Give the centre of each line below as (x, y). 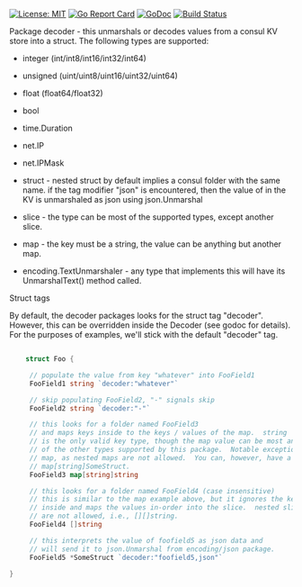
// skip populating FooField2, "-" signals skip (122, 400)
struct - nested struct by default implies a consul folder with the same (151, 181)
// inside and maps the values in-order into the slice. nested (154, 508)
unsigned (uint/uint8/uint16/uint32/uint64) (100, 76)
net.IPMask (43, 163)
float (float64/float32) (62, 93)
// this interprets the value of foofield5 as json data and (146, 540)
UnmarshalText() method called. (82, 280)
